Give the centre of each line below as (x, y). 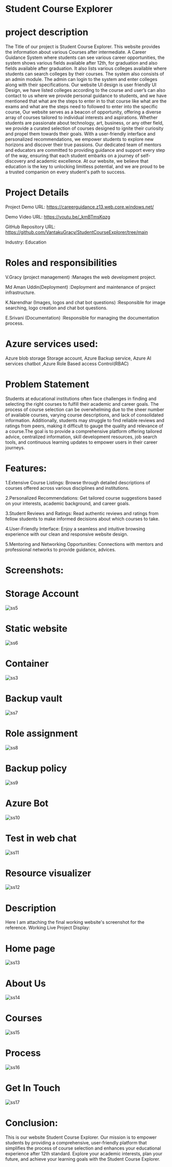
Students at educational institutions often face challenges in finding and (81, 399)
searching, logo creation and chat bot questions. (56, 308)
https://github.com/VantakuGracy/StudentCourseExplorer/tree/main (77, 232)
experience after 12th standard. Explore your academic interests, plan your (84, 1154)
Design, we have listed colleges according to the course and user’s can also (85, 90)
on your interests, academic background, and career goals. (68, 503)
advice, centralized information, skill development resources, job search (81, 437)
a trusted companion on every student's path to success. (66, 172)
